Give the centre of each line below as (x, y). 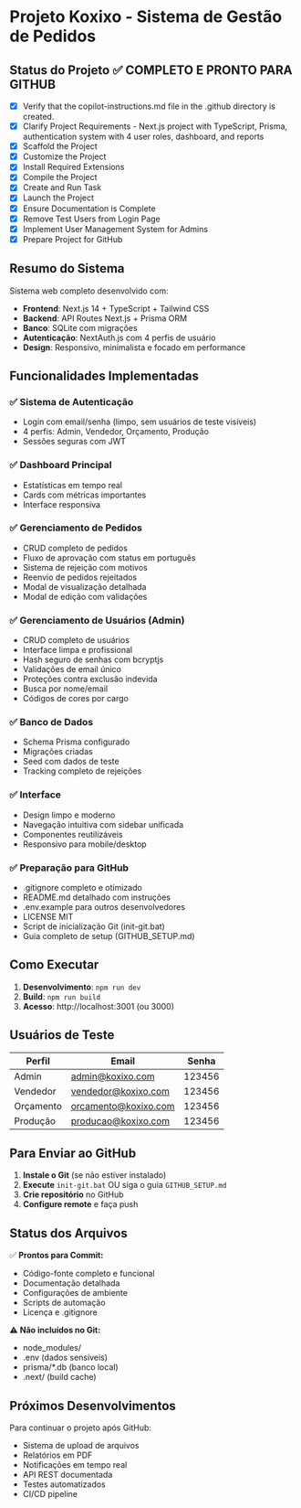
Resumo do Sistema (67, 268)
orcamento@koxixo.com (123, 1106)
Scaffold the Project (60, 146)
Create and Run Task (62, 187)
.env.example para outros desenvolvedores (104, 907)
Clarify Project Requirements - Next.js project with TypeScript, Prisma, (155, 126)
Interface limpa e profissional (78, 650)
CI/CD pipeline (50, 1494)
